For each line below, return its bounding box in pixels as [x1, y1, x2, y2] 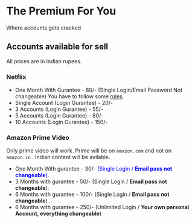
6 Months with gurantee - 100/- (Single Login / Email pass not [14, 191, 170, 198]
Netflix [6, 72, 27, 81]
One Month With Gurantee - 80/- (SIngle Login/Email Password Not [14, 86, 183, 94]
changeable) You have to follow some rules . [14, 93, 124, 100]
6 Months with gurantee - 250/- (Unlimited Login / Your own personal [14, 204, 190, 211]
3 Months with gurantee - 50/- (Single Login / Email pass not [14, 178, 167, 185]
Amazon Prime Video [6, 133, 69, 142]
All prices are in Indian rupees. [6, 57, 82, 64]
